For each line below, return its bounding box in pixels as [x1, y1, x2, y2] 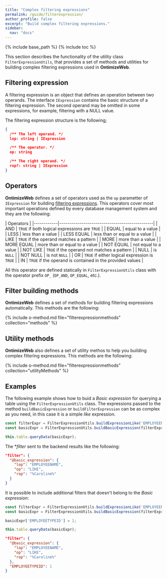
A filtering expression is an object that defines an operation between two [5, 91, 154, 97]
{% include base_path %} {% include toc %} [5, 44, 96, 50]
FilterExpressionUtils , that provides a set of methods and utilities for [5, 59, 149, 65]
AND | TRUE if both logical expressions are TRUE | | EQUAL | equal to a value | [5, 226, 161, 232]
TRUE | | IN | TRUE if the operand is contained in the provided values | [5, 257, 144, 263]
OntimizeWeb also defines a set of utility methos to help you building [5, 347, 147, 353]
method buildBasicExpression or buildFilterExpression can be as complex [5, 406, 160, 412]
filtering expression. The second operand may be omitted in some [5, 102, 140, 108]
